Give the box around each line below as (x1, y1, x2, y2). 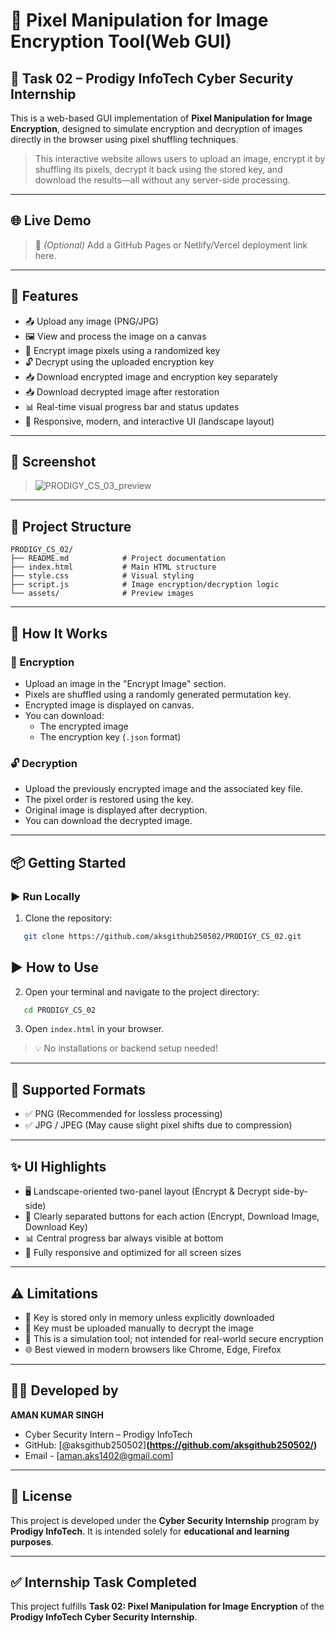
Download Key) (24, 1221, 88, 1233)
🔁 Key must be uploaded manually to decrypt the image (24, 1322, 254, 1334)
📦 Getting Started (10, 854, 127, 871)
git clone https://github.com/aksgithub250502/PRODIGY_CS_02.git (23, 931, 302, 941)
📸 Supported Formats (10, 1081, 147, 1098)
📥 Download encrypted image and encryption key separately (24, 370, 278, 383)
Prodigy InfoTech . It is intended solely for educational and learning (10, 1525, 290, 1537)
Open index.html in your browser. (24, 1023, 165, 1035)
